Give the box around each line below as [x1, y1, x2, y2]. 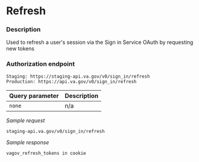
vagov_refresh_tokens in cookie [6, 150, 86, 156]
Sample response [6, 138, 49, 146]
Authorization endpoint [6, 60, 75, 68]
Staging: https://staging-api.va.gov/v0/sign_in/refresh [6, 73, 150, 80]
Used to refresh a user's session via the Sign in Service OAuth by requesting [6, 39, 194, 46]
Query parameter [9, 91, 59, 100]
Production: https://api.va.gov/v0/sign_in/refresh [6, 78, 137, 84]
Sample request [6, 117, 45, 124]
